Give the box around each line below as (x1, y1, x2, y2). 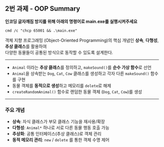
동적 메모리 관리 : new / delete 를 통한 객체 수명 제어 (12, 137, 110, 143)
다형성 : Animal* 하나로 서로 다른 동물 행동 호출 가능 (12, 125, 110, 130)
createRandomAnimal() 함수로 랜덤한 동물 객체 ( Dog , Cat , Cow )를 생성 (12, 89, 143, 94)
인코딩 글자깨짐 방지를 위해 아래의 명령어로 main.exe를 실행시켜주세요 (5, 18, 138, 24)
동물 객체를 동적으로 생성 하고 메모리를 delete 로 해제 (12, 82, 111, 89)
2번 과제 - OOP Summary (5, 4, 81, 13)
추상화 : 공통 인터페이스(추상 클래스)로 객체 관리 (12, 131, 102, 137)
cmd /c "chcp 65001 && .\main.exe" (5, 28, 78, 33)
